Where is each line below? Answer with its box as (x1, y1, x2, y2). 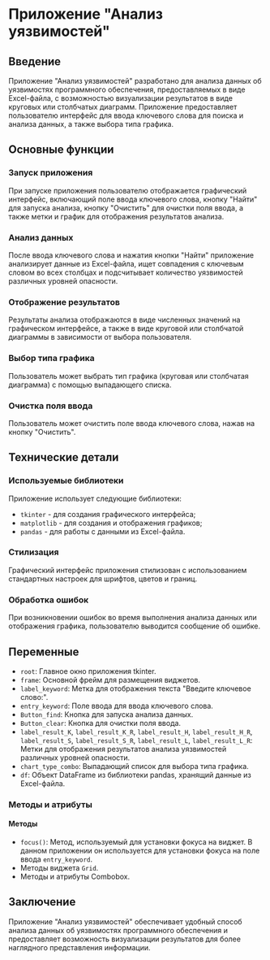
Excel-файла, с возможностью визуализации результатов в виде (8, 93, 234, 102)
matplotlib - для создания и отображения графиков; (19, 518, 203, 528)
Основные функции (8, 143, 114, 157)
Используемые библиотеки (8, 475, 124, 486)
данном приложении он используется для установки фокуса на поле (19, 846, 260, 856)
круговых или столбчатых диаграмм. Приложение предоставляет (8, 102, 238, 111)
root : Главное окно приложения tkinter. (19, 666, 156, 675)
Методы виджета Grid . (19, 863, 99, 873)
